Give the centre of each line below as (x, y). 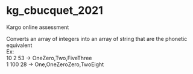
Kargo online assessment (38, 27)
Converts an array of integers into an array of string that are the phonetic (97, 39)
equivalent (19, 45)
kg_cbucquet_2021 (55, 11)
